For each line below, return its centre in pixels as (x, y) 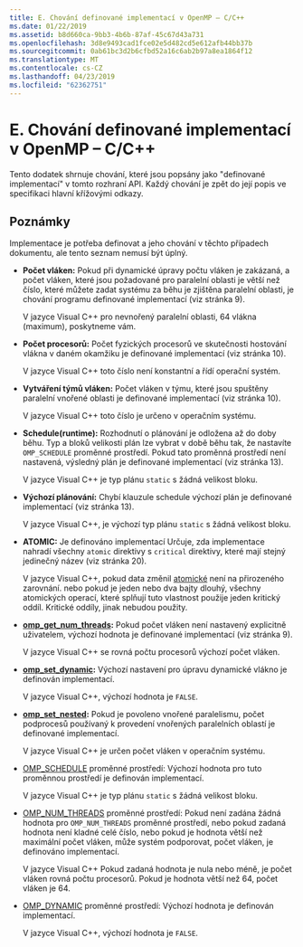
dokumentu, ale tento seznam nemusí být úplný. (99, 253)
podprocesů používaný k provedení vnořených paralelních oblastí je (149, 724)
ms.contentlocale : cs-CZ (56, 69)
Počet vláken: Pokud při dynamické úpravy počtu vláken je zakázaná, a (156, 270)
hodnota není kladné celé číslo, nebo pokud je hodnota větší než (142, 832)
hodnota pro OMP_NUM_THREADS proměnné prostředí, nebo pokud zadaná (154, 823)
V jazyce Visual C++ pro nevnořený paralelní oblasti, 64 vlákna (139, 317)
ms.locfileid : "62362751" (58, 85)
